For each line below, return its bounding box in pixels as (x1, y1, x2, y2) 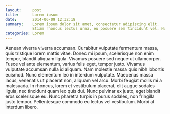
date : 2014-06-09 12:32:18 (5, 17, 76, 22)
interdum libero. (5, 104, 38, 110)
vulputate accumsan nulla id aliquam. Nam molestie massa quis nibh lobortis (5, 66, 164, 72)
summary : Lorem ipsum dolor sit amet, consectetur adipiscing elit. (5, 21, 159, 27)
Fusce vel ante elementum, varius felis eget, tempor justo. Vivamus (5, 61, 145, 67)
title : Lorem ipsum (5, 12, 58, 17)
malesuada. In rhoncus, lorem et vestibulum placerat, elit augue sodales (5, 83, 155, 89)
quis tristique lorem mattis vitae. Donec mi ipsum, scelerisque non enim (5, 50, 154, 56)
